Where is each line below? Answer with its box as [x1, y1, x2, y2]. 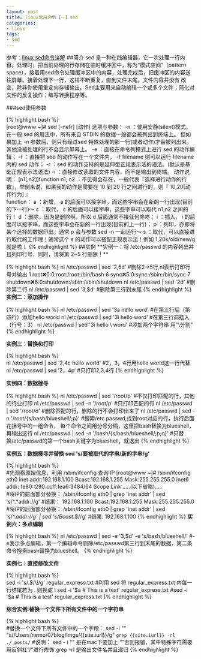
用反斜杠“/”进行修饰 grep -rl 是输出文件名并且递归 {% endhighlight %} [6, 646, 179, 653]
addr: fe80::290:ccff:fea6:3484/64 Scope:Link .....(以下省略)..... [6, 483, 163, 490]
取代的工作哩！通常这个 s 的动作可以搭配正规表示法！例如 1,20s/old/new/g [11, 236, 196, 243]
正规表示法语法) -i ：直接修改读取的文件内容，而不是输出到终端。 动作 [11, 168, 185, 175]
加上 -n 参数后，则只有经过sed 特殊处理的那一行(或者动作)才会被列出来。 [11, 139, 192, 145]
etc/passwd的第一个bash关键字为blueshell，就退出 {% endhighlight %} [13, 437, 190, 444]
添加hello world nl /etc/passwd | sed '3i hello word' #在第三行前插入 [22, 314, 190, 321]
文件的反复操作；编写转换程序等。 [6, 91, 91, 98]
